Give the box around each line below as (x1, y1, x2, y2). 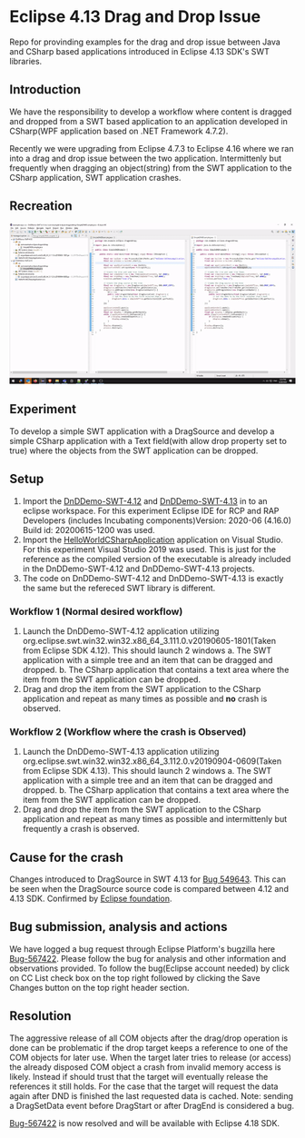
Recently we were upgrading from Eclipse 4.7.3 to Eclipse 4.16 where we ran (9, 143, 294, 153)
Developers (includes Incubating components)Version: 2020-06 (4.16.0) (22, 515, 292, 526)
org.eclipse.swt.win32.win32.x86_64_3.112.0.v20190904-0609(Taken (22, 756, 282, 767)
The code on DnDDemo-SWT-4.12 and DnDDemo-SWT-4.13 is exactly (22, 572, 284, 583)
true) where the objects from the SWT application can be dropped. (9, 445, 259, 456)
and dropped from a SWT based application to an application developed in (9, 115, 288, 126)
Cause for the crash (9, 849, 124, 865)
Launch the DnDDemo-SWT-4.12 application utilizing (22, 625, 220, 637)
